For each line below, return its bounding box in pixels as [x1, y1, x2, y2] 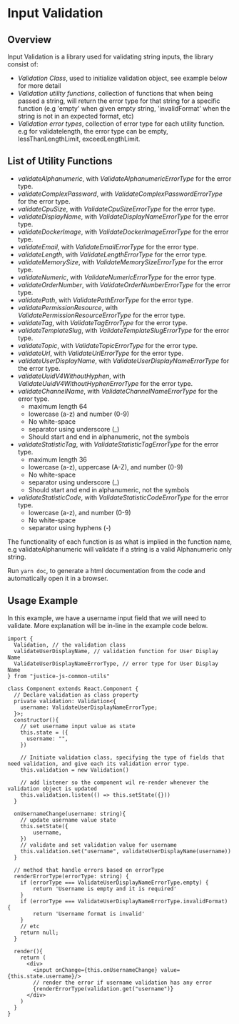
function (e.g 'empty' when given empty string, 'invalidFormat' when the [17, 104, 230, 112]
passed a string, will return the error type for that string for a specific [17, 96, 220, 105]
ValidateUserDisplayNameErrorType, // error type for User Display [14, 660, 219, 667]
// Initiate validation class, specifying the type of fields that [20, 754, 225, 761]
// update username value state [20, 816, 116, 823]
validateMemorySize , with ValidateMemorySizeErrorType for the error [17, 257, 223, 266]
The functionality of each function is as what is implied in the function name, [7, 537, 233, 546]
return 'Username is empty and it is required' [33, 885, 177, 893]
